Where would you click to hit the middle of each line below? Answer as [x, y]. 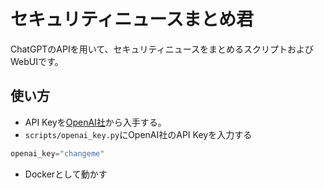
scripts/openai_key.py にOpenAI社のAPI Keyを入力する [138, 134]
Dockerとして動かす [66, 174]
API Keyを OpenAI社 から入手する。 [95, 122]
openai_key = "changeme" [57, 153]
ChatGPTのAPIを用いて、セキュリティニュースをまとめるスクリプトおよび [162, 49]
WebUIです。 [37, 61]
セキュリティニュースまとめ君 [132, 19]
